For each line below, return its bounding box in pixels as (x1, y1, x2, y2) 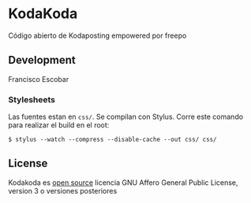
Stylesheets (8, 94, 56, 105)
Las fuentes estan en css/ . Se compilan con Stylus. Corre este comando (8, 112, 243, 122)
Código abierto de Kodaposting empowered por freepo (8, 31, 187, 40)
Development (8, 54, 77, 67)
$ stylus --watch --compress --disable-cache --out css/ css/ (8, 135, 217, 144)
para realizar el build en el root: (8, 120, 110, 130)
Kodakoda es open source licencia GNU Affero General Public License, (8, 178, 238, 187)
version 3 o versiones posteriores (8, 186, 118, 195)
